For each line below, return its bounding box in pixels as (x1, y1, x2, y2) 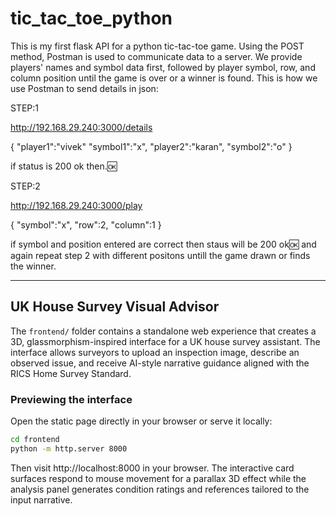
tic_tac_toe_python (10, 7, 173, 30)
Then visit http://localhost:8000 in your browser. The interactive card (10, 462, 295, 474)
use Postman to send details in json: (10, 82, 159, 94)
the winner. (10, 260, 57, 272)
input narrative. (10, 493, 73, 506)
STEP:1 (10, 102, 40, 114)
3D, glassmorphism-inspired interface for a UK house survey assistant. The (10, 335, 321, 347)
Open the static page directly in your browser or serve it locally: (10, 415, 273, 427)
